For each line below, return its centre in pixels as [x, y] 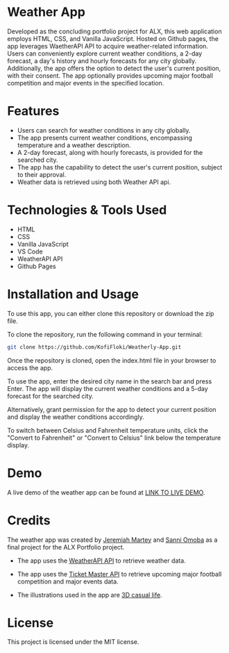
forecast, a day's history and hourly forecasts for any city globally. [102, 60]
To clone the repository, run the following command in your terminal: [105, 334]
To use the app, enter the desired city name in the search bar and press [110, 381]
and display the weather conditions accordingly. [76, 417]
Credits [29, 520]
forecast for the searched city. [50, 396]
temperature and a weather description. [74, 145]
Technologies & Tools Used [87, 210]
